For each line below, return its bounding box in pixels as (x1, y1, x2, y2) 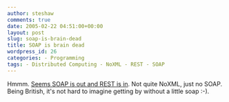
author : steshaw (7, 10, 54, 17)
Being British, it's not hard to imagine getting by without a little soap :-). (7, 87, 210, 95)
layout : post (7, 29, 45, 36)
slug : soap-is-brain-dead (7, 36, 81, 42)
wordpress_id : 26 (7, 49, 57, 55)
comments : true (7, 16, 51, 23)
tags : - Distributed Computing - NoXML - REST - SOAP (7, 61, 166, 68)
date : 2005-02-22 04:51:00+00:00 (7, 23, 103, 29)
